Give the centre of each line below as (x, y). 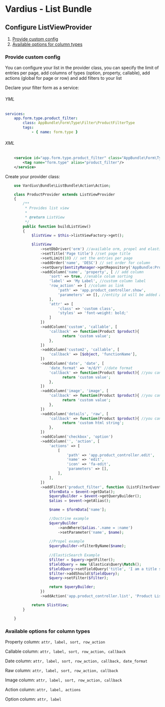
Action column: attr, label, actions (43, 689)
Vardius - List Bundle (49, 9)
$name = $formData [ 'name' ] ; (78, 510)
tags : (28, 128)
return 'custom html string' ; (93, 423)
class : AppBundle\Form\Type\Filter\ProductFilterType (79, 123)
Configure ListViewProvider (49, 27)
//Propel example (67, 542)
